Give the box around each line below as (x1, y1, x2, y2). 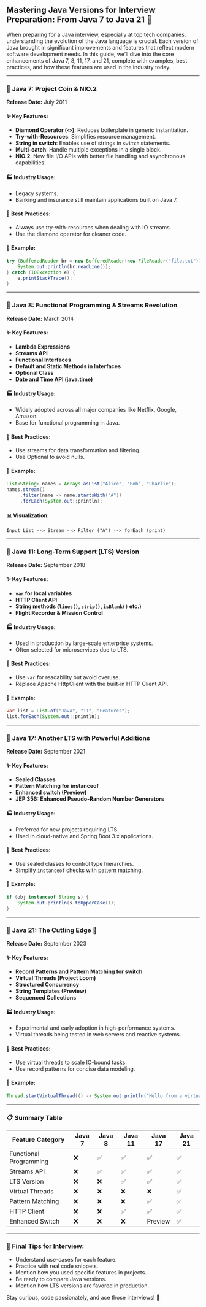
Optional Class (15, 369, 54, 376)
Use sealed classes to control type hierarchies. (15, 860, 134, 867)
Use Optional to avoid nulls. (15, 453, 85, 461)
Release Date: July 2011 (6, 98, 67, 106)
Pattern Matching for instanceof (15, 782, 99, 790)
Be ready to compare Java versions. (15, 1276, 107, 1283)
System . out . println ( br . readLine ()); (17, 263, 112, 269)
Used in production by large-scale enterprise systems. (15, 639, 153, 647)
